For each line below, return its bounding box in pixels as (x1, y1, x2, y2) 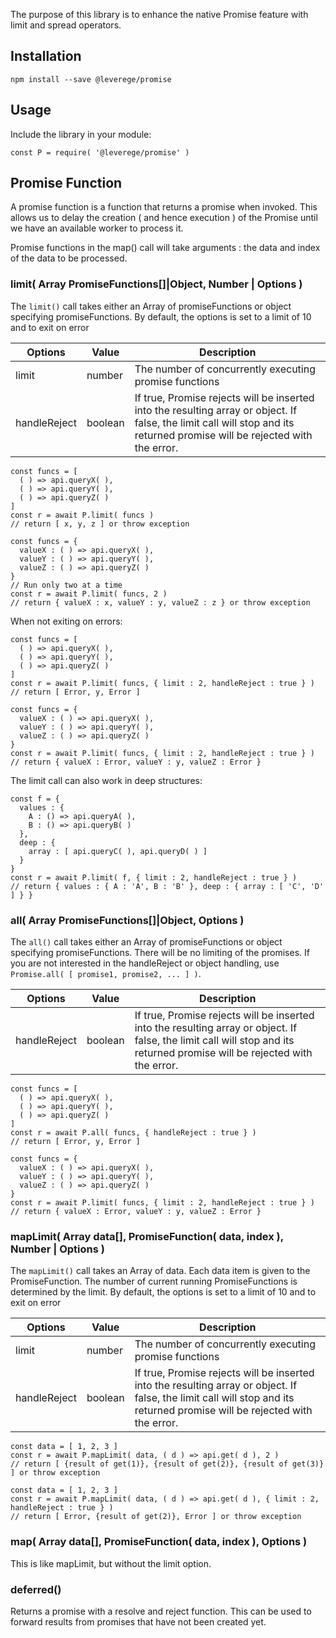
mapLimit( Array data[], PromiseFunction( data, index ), (10, 1229, 284, 1243)
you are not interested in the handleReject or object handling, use (10, 957, 280, 969)
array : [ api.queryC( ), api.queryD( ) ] (28, 846, 208, 856)
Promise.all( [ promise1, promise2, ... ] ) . (10, 968, 202, 980)
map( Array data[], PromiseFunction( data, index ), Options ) (10, 1535, 308, 1549)
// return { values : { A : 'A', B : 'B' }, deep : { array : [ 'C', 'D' (10, 881, 325, 891)
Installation (10, 48, 82, 65)
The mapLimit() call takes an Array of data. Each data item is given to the (10, 1265, 311, 1277)
